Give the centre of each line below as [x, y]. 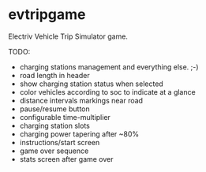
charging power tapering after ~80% [79, 134]
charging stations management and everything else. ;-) [109, 67]
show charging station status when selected [91, 84]
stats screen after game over [66, 159]
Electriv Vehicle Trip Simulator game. [68, 36]
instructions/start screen [60, 142]
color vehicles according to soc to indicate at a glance [107, 92]
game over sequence [54, 151]
